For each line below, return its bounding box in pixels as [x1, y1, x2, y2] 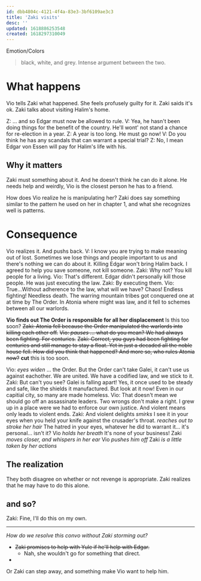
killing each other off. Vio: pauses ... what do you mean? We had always [6, 329, 184, 336]
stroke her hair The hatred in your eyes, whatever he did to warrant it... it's [6, 423, 190, 430]
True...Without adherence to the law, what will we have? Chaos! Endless [6, 285, 184, 293]
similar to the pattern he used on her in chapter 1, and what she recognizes [6, 200, 191, 207]
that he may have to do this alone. [6, 482, 90, 489]
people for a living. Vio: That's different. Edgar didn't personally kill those [6, 273, 186, 280]
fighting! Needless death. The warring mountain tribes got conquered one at [6, 292, 194, 299]
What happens [6, 80, 81, 93]
